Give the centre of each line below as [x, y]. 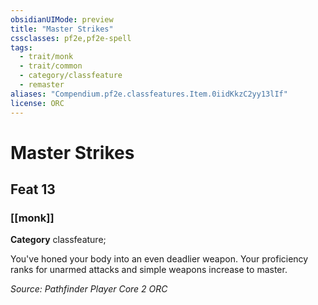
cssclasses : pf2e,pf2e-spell [71, 38]
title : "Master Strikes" [62, 29]
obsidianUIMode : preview [62, 19]
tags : [21, 47]
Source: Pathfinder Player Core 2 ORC [89, 289]
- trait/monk [46, 57]
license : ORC [37, 103]
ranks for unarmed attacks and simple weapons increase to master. [149, 270]
